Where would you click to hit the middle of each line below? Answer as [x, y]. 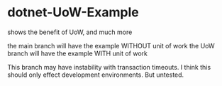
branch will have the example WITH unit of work [77, 53]
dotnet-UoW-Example [73, 12]
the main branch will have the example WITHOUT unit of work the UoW [111, 45]
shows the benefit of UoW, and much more [70, 32]
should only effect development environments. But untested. [96, 75]
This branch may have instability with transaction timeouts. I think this [109, 67]
